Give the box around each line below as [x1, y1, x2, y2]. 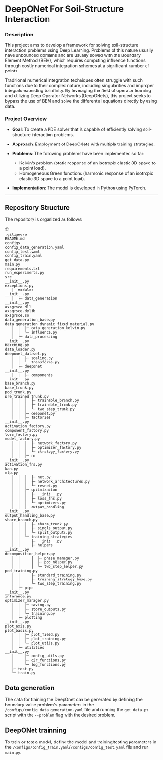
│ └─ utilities [11, 645, 45, 650]
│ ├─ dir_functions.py [11, 658, 66, 663]
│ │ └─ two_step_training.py [11, 581, 81, 586]
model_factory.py [5, 436, 40, 441]
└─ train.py [11, 670, 36, 675]
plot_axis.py [5, 624, 32, 629]
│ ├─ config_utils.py [11, 653, 64, 658]
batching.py [5, 343, 29, 347]
